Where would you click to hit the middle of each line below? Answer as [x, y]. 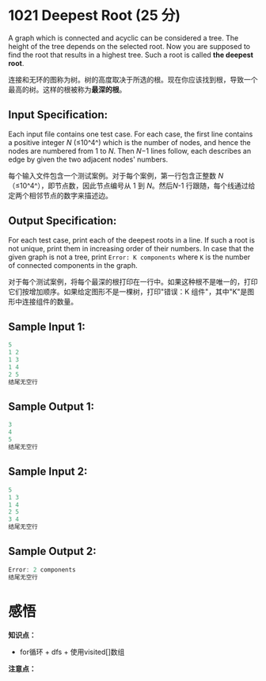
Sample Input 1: [47, 326]
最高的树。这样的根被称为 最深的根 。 [67, 89]
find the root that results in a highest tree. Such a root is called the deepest [131, 55]
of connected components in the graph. [73, 265]
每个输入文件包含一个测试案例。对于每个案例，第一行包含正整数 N [116, 175]
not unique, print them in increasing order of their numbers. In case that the [131, 248]
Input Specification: [58, 115]
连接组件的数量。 [49, 301]
